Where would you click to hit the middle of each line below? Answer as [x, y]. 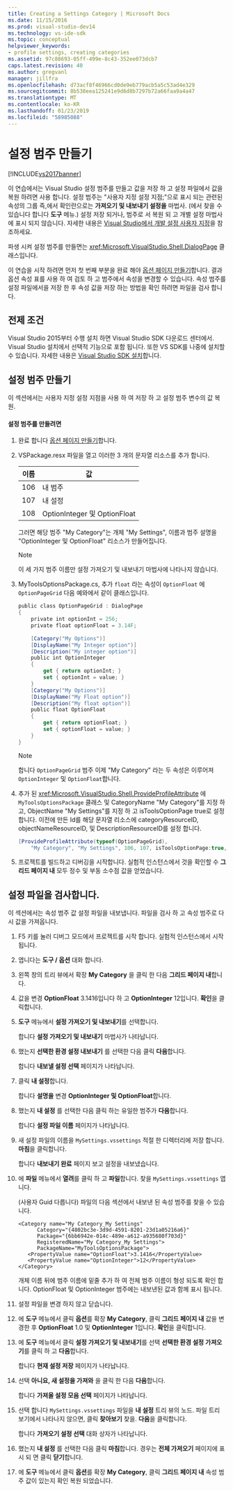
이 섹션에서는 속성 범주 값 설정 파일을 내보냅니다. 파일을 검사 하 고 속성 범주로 [113, 913]
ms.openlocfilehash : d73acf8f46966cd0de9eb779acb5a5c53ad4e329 [102, 85]
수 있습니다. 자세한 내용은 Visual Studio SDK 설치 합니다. [85, 355]
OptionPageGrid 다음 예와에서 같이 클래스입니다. [83, 593]
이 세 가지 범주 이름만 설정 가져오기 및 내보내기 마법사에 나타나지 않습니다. [118, 569]
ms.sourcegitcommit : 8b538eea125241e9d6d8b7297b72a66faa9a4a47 [102, 91]
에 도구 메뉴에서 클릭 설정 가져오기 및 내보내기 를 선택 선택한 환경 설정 [111, 1343]
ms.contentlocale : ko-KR [44, 105]
